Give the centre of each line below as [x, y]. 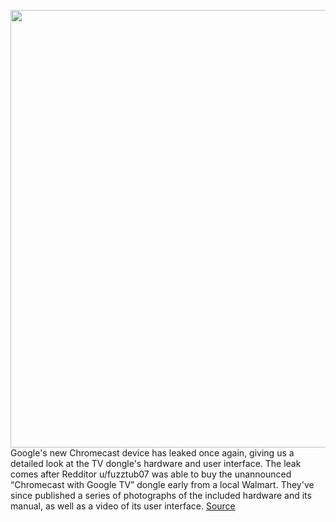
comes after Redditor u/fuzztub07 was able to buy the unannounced [151, 474]
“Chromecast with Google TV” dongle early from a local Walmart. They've [162, 484]
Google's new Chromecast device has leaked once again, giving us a [152, 453]
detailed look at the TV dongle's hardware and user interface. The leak [156, 463]
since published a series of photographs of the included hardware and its [161, 495]
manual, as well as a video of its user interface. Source [123, 506]
